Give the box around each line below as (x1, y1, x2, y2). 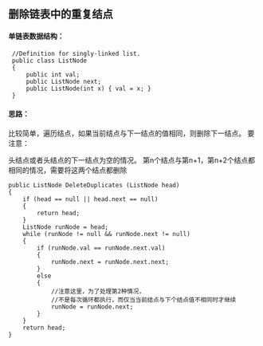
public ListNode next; (26, 77, 102, 85)
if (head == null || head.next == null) (22, 195, 159, 203)
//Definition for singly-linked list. (11, 49, 141, 57)
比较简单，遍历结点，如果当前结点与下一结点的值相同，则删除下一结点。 (8, 128, 245, 138)
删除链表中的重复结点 (8, 7, 113, 22)
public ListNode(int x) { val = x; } (26, 85, 151, 92)
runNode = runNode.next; (50, 302, 134, 311)
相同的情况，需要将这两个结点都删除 (8, 165, 128, 175)
